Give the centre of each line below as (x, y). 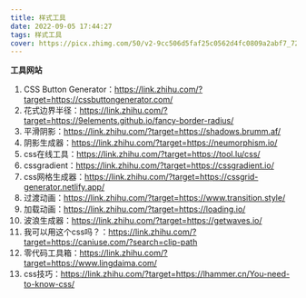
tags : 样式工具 (36, 35)
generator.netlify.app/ (64, 187)
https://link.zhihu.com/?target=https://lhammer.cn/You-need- (175, 274)
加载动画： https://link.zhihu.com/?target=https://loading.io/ (134, 209)
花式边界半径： (51, 111)
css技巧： (42, 274)
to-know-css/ (49, 284)
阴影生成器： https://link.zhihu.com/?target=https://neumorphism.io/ (150, 143)
